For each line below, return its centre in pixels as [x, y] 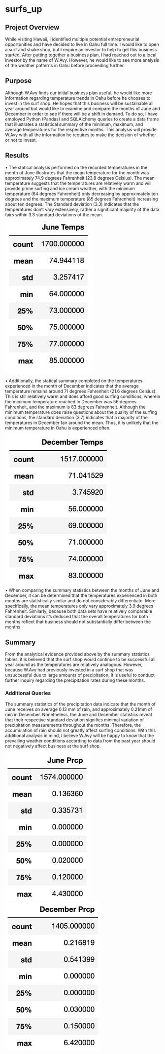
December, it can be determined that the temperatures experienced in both [81, 595]
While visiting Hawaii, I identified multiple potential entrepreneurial [72, 39]
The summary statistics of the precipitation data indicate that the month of [81, 704]
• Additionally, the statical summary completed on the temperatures [74, 381]
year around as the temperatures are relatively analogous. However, [74, 664]
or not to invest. [21, 140]
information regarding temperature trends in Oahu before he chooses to [78, 98]
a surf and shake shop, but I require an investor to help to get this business [81, 50]
